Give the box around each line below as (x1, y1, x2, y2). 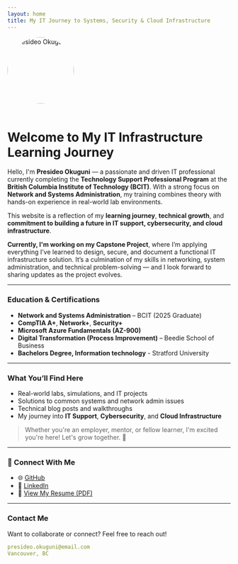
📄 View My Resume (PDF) (17, 489, 93, 497)
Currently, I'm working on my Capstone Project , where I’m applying (7, 240, 208, 249)
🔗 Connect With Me (7, 457, 76, 467)
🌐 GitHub (17, 473, 45, 482)
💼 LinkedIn (17, 482, 49, 490)
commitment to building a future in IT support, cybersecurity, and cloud (7, 219, 223, 228)
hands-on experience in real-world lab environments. (7, 198, 163, 206)
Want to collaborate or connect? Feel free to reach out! (7, 529, 167, 538)
